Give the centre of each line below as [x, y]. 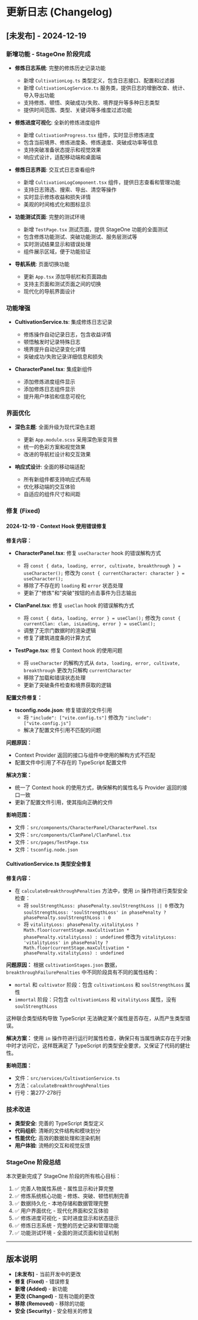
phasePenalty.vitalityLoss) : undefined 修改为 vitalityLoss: [100, 937]
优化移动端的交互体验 [49, 487]
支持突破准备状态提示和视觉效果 [62, 150]
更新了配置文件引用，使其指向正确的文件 [64, 802]
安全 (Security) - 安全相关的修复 [54, 1311]
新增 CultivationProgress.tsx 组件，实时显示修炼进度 [89, 135]
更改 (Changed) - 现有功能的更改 [55, 1296]
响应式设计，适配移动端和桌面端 [62, 157]
